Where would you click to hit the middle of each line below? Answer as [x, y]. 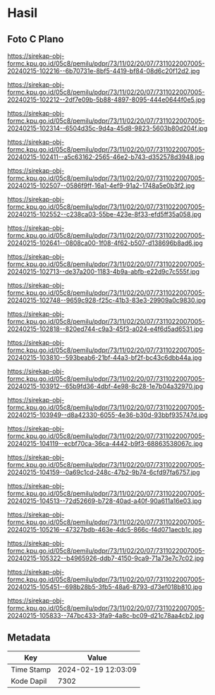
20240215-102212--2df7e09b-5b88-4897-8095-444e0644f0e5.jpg [106, 99]
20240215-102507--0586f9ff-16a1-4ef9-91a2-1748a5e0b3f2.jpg [101, 186]
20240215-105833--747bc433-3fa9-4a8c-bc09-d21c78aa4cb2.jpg [106, 616]
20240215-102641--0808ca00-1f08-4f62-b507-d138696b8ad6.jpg [105, 243]
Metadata [29, 637]
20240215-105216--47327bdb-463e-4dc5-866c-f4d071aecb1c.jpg [105, 530]
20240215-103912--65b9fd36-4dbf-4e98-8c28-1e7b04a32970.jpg [105, 386]
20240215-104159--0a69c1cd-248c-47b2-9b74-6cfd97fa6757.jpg [104, 472]
